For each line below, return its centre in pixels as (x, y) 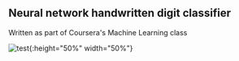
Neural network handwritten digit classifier (120, 13)
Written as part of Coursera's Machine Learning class (98, 32)
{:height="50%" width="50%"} (81, 48)
